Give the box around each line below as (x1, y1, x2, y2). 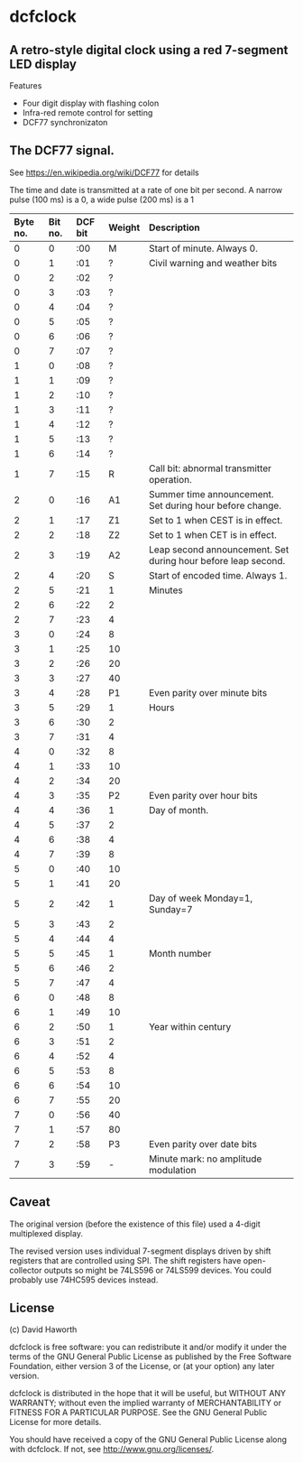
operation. (148, 473, 192, 486)
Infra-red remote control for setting (22, 107, 153, 118)
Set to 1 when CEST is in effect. (148, 514, 283, 526)
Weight (107, 221, 141, 234)
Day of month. (148, 803, 209, 816)
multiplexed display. (9, 1227, 84, 1238)
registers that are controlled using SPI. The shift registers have (9, 1255, 242, 1265)
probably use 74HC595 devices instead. (9, 1274, 159, 1285)
